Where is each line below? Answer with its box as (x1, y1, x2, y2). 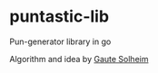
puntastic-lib (9, 6, 110, 27)
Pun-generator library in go (9, 36, 112, 47)
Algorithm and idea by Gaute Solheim (9, 53, 149, 64)
